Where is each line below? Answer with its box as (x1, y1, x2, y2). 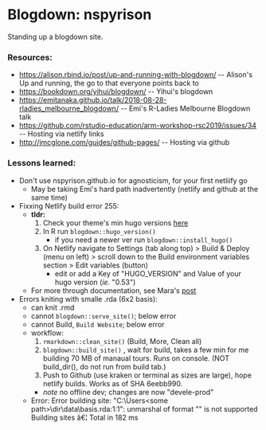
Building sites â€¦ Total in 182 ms (30, 412, 139, 422)
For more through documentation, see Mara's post (30, 285, 197, 295)
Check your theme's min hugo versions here (42, 217, 189, 228)
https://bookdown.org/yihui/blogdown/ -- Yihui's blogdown (18, 87, 213, 96)
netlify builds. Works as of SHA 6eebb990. (42, 378, 183, 388)
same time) (30, 193, 68, 202)
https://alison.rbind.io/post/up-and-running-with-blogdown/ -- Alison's (18, 70, 252, 80)
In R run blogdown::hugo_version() (42, 226, 156, 236)
